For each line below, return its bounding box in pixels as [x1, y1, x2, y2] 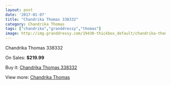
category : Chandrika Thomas [5, 21, 65, 27]
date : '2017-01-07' [5, 12, 47, 17]
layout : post [5, 7, 33, 13]
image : [5, 31, 19, 36]
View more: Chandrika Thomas [5, 74, 70, 80]
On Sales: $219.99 [5, 55, 45, 61]
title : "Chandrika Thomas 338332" [5, 17, 79, 22]
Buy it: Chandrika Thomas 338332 [5, 64, 77, 70]
